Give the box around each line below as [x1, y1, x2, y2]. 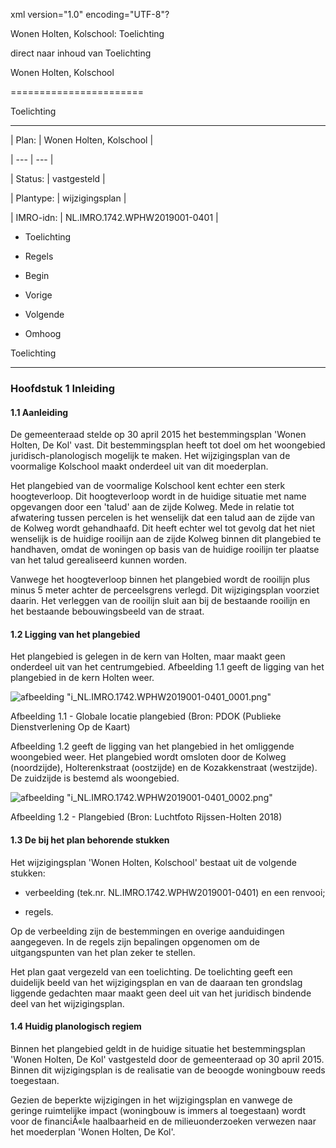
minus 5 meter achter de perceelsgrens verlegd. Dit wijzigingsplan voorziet [10, 584, 320, 596]
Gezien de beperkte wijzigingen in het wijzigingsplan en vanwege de [10, 1094, 293, 1106]
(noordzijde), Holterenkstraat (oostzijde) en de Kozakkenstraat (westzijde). [10, 762, 318, 774]
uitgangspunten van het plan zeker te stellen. [10, 946, 196, 958]
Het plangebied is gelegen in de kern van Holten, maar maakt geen [10, 650, 286, 663]
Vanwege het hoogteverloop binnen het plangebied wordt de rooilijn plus [10, 574, 311, 586]
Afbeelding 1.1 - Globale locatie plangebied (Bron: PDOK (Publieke [10, 710, 282, 723]
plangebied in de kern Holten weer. [10, 672, 155, 684]
